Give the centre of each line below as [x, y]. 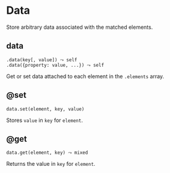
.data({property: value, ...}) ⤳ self [55, 65]
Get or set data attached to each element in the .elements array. [85, 76]
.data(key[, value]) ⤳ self [42, 60]
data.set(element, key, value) [45, 109]
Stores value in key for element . [44, 120]
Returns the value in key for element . [51, 164]
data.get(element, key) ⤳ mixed [47, 153]
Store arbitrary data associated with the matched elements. [80, 27]
